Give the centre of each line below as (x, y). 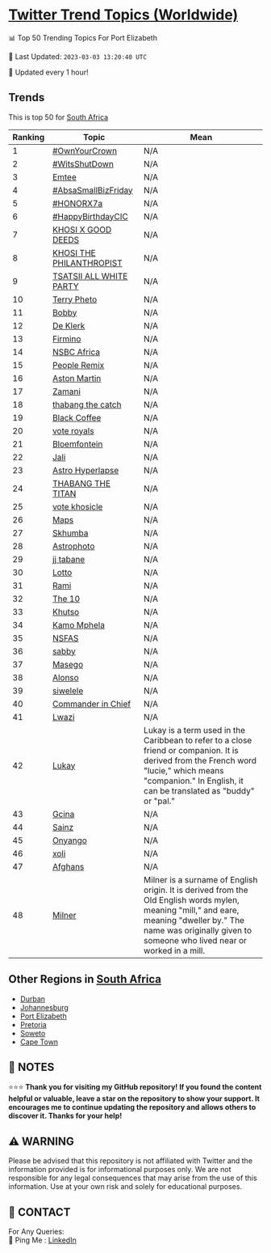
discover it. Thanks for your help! (65, 1116)
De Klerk (69, 325)
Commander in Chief (92, 704)
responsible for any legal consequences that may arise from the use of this (133, 1178)
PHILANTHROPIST (87, 263)
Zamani (66, 392)
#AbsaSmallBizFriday (92, 190)
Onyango (69, 840)
